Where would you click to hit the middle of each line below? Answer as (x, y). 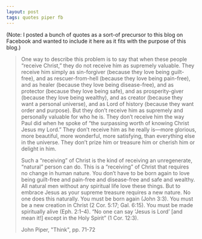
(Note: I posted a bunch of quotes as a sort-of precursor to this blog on (95, 34)
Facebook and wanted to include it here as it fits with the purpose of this (96, 41)
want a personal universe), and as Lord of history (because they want (107, 104)
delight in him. (39, 149)
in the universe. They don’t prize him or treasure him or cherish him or (108, 142)
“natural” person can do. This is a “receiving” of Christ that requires (105, 167)
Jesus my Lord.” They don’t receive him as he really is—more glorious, (109, 129)
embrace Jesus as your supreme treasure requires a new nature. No (106, 192)
